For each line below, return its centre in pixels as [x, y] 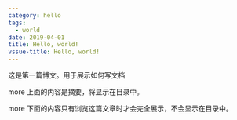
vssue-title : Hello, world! [54, 52]
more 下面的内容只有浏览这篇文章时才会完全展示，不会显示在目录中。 [120, 108]
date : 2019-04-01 [36, 37]
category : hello [35, 15]
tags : [17, 23]
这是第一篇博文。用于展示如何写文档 [67, 75]
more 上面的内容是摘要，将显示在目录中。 [76, 92]
